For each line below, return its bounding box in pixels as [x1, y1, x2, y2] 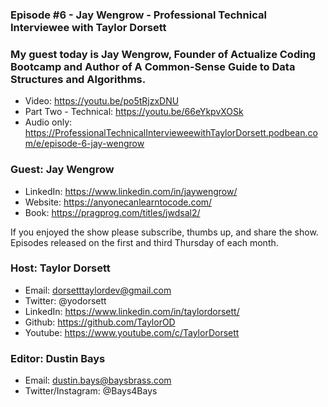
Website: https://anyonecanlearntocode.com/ [24, 196, 213, 208]
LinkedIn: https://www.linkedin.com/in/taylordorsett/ [24, 305, 240, 317]
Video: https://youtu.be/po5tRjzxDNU [24, 95, 180, 107]
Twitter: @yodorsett [24, 294, 107, 307]
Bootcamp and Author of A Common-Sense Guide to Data [10, 59, 296, 73]
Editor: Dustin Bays [10, 351, 106, 365]
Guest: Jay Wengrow [10, 163, 115, 177]
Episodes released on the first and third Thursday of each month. [10, 236, 279, 248]
